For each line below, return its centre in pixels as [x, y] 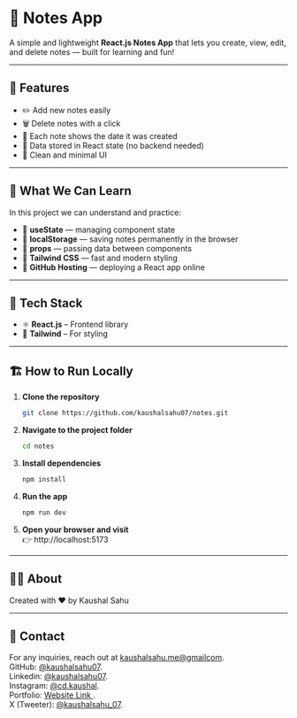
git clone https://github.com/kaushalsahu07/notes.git [125, 413]
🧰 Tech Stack [46, 303]
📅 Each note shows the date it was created [100, 135]
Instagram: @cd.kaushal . [54, 686]
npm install [44, 479]
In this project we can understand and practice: [95, 212]
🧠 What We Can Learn [71, 191]
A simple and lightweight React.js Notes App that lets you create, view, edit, [148, 42]
